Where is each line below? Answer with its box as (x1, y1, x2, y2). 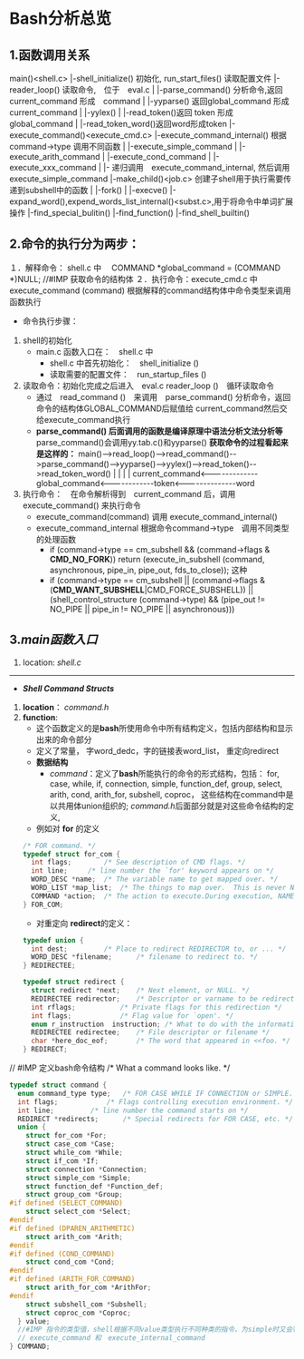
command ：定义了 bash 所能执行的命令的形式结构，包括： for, (49, 767, 280, 778)
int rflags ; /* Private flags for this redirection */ (31, 1002, 283, 1012)
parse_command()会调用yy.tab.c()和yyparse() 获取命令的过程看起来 (35, 436, 289, 447)
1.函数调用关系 (9, 47, 90, 63)
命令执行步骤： (22, 315, 79, 327)
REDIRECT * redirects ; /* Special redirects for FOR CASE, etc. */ (17, 1114, 294, 1123)
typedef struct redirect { (22, 977, 125, 987)
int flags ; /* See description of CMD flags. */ (31, 858, 246, 867)
